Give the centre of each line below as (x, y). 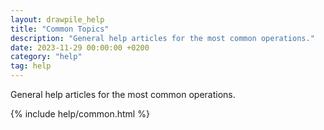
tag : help (31, 66)
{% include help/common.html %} (80, 114)
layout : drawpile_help (57, 19)
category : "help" (46, 57)
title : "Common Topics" (60, 29)
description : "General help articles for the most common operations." (162, 38)
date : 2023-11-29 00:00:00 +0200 (80, 47)
